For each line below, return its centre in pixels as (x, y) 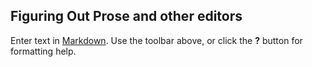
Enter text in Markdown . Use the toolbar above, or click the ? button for (156, 40)
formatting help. (43, 51)
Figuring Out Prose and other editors (126, 16)
